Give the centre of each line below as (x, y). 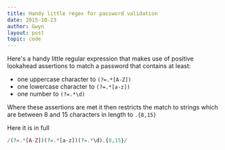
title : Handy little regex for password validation (82, 13)
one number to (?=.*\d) (51, 94)
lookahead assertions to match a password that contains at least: (99, 66)
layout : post (26, 33)
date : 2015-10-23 (32, 20)
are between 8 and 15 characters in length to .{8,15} (82, 115)
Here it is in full (28, 128)
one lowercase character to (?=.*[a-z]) (73, 87)
